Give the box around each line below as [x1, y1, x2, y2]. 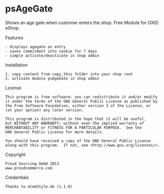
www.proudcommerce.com [5, 165, 52, 170]
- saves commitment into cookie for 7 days [5, 49, 97, 54]
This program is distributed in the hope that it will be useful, [5, 116, 146, 121]
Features [5, 35, 23, 41]
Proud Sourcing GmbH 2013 [5, 161, 59, 166]
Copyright [5, 151, 26, 157]
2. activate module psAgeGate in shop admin [5, 76, 99, 81]
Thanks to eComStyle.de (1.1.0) [5, 184, 72, 189]
